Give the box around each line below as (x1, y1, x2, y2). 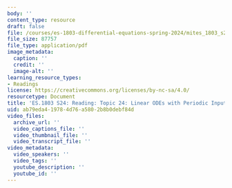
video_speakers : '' (13, 151, 70, 158)
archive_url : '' (13, 118, 60, 126)
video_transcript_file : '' (13, 138, 91, 145)
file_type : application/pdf (7, 42, 88, 49)
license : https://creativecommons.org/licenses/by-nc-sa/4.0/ (7, 87, 190, 94)
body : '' (7, 10, 32, 17)
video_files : (7, 112, 45, 119)
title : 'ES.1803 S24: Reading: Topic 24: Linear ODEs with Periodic (7, 100, 209, 107)
